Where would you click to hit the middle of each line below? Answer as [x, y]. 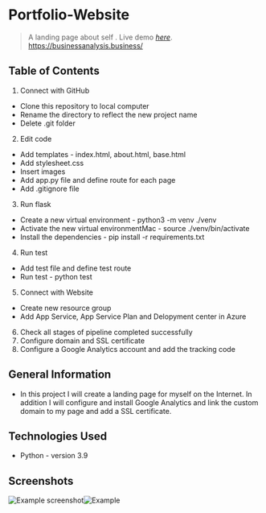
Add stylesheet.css [52, 163]
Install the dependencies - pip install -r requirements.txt [112, 237]
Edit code [36, 139]
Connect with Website [57, 292]
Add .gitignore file [50, 188]
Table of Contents [54, 71]
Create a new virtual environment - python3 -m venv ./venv [118, 220]
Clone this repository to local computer [85, 105]
